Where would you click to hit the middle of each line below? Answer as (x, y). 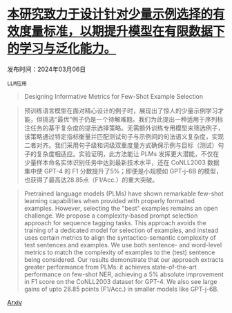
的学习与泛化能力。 (62, 49)
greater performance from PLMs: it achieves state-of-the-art (110, 267)
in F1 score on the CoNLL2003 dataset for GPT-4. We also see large (120, 281)
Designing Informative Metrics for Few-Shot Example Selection (114, 96)
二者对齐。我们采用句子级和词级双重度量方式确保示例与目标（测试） (121, 145)
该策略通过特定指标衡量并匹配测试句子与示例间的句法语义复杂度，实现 (124, 136)
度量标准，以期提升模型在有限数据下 (123, 31)
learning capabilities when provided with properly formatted (109, 200)
